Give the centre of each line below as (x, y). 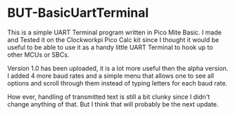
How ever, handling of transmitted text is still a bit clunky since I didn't (109, 97)
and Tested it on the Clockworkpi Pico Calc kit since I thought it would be (113, 39)
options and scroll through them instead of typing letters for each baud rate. (118, 83)
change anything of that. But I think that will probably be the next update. (113, 104)
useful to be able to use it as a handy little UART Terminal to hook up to (110, 47)
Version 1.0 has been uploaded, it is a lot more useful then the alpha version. (118, 68)
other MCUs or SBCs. (38, 55)
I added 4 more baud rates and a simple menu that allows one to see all (111, 76)
